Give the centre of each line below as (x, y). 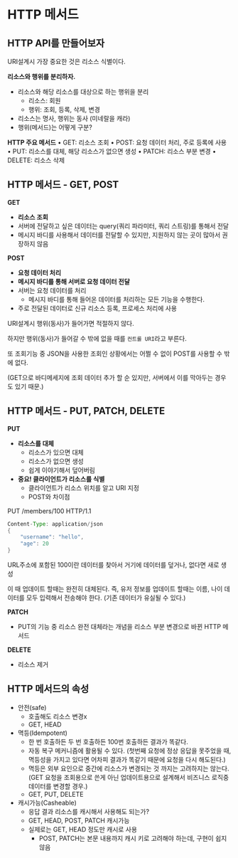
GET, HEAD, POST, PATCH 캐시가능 (79, 820)
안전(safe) (32, 707)
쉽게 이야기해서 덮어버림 (62, 470)
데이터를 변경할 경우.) (58, 786)
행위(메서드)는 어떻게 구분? (55, 127)
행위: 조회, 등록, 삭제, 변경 (64, 110)
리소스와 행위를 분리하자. (42, 76)
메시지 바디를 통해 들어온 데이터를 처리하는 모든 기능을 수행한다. (116, 299)
